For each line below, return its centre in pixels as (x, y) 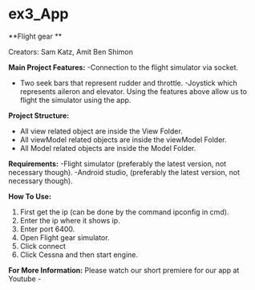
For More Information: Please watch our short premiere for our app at (124, 270)
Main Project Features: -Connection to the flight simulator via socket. (123, 67)
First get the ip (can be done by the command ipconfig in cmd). (124, 212)
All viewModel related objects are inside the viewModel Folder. (123, 139)
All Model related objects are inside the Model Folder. (108, 148)
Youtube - (25, 279)
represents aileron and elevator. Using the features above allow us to (133, 91)
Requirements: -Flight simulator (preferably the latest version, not (117, 163)
